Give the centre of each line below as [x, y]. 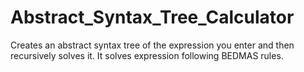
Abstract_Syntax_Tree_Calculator [152, 17]
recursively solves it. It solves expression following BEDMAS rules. [147, 55]
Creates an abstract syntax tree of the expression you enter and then [152, 45]
